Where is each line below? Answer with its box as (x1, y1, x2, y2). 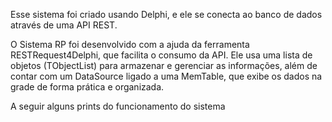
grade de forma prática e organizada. (10, 81, 165, 93)
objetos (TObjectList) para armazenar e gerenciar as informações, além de (10, 60, 318, 71)
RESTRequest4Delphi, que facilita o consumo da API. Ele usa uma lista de (10, 49, 313, 61)
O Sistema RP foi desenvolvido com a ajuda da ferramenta (10, 39, 250, 50)
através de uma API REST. (10, 19, 118, 31)
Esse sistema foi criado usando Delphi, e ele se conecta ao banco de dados (10, 9, 323, 20)
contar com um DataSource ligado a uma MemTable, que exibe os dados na (10, 70, 323, 82)
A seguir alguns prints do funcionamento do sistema (10, 100, 226, 112)
